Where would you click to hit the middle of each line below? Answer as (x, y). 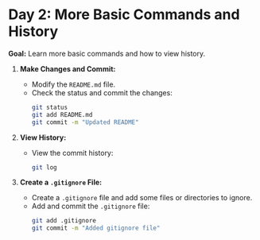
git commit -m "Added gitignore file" (96, 228)
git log (44, 167)
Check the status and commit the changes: (102, 92)
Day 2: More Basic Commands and (124, 15)
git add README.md (62, 114)
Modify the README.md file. (74, 84)
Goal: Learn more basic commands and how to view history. (107, 53)
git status (50, 107)
